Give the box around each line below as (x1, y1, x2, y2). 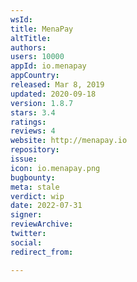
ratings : (10, 117, 47, 127)
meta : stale (10, 182, 60, 192)
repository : (10, 145, 60, 155)
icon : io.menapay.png (10, 163, 101, 173)
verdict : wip (10, 191, 65, 201)
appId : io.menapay (10, 61, 87, 71)
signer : (10, 210, 43, 220)
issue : (10, 154, 38, 164)
